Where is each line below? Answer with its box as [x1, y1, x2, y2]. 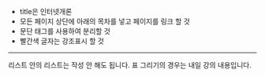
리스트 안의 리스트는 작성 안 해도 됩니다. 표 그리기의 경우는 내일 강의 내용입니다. [8, 60, 252, 69]
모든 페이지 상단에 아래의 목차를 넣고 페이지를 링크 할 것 [19, 16, 191, 26]
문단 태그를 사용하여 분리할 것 [19, 27, 110, 35]
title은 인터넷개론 [19, 7, 73, 16]
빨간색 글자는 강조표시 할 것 [19, 36, 105, 46]
